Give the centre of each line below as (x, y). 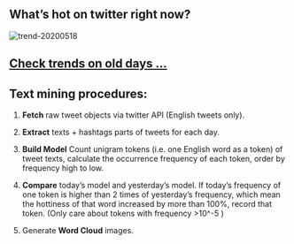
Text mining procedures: (78, 93)
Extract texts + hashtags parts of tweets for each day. (120, 133)
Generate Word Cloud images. (78, 231)
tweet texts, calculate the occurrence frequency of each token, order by (154, 159)
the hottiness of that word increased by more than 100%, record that (147, 204)
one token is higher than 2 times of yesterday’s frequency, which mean (151, 194)
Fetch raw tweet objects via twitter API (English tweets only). (133, 115)
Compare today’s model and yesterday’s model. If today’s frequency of (151, 186)
